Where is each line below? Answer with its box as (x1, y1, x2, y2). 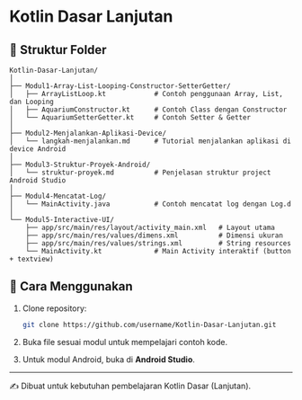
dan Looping (9, 97, 54, 106)
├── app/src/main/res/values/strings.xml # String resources (25, 239, 292, 248)
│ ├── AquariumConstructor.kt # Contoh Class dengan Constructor (9, 105, 288, 114)
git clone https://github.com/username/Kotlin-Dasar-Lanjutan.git (22, 320, 277, 329)
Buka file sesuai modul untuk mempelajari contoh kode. (22, 336, 227, 347)
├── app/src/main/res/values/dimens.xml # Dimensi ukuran (25, 231, 283, 240)
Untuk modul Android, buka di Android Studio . (22, 353, 196, 365)
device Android (9, 145, 67, 154)
